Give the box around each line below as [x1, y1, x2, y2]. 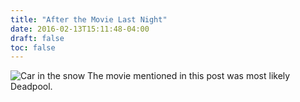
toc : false [10, 42, 56, 53]
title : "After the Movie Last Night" [10, 14, 168, 25]
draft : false [10, 33, 65, 43]
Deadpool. [10, 81, 53, 93]
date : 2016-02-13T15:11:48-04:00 [10, 24, 150, 34]
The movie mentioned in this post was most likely [87, 70, 291, 82]
